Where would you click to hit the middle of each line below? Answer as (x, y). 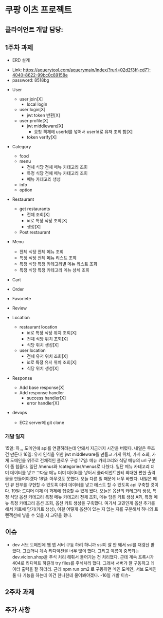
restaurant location (38, 327)
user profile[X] (34, 121)
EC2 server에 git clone (42, 423)
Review (19, 308)
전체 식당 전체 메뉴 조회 (42, 252)
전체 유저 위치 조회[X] (47, 356)
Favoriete (21, 299)
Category (21, 147)
